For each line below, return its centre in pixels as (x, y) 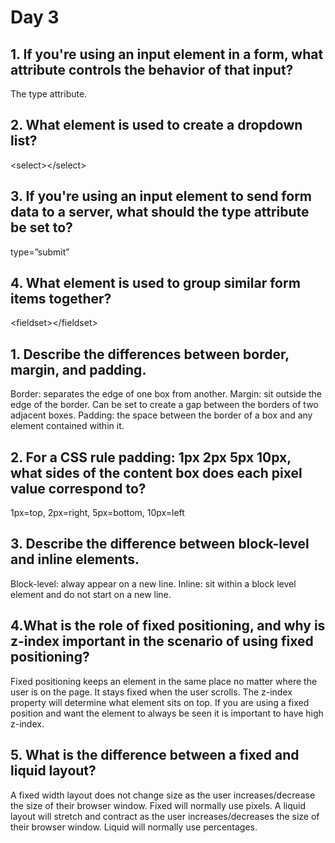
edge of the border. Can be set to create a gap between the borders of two (164, 405)
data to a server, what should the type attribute (160, 212)
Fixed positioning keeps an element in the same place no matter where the (164, 681)
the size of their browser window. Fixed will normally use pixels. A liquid (158, 805)
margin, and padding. (78, 369)
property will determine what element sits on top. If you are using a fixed (160, 702)
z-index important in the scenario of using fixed (162, 641)
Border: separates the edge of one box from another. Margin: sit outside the (166, 394)
